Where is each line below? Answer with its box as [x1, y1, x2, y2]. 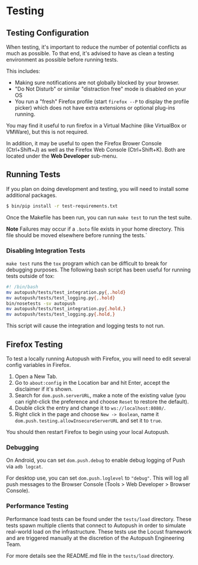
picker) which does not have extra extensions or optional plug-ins [14, 104, 175, 111]
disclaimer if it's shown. [14, 385, 73, 392]
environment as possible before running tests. [6, 56, 119, 63]
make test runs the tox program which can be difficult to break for [6, 260, 168, 267]
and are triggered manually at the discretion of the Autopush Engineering [6, 534, 185, 541]
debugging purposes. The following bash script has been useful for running [6, 266, 191, 273]
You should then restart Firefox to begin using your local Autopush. [6, 429, 170, 436]
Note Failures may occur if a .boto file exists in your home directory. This [6, 225, 185, 232]
